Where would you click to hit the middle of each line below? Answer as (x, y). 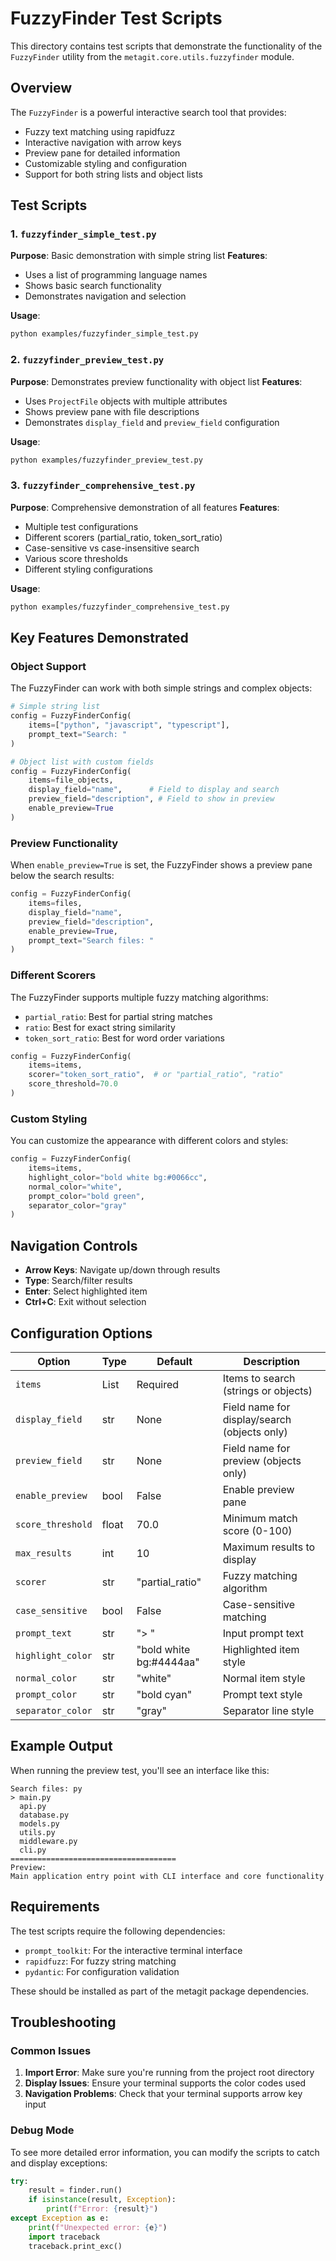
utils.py (37, 1832)
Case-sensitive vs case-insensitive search (112, 548)
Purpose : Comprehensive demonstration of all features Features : (145, 507)
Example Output (61, 1746)
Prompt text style (262, 1694)
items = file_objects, (71, 780)
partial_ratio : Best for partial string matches (118, 1016)
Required (158, 1384)
